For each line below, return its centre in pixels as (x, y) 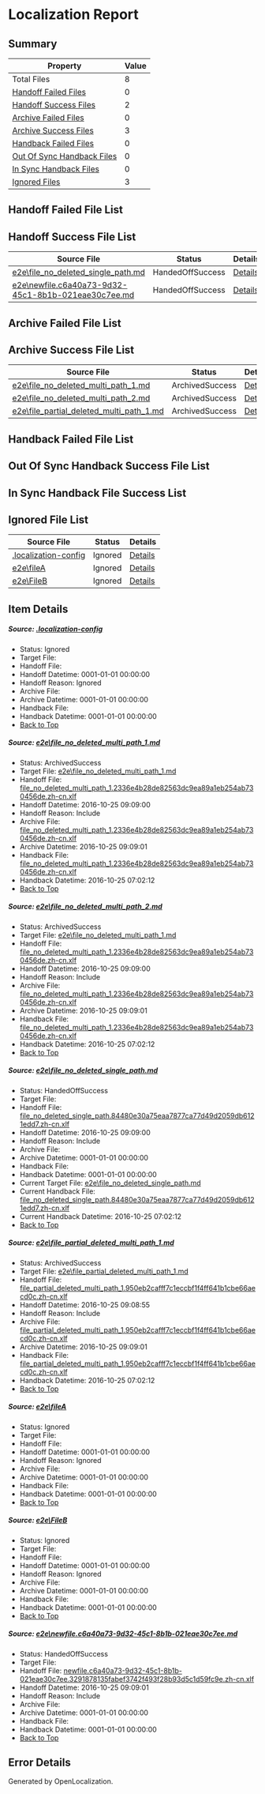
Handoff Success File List (72, 237)
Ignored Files (36, 182)
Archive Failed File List (65, 323)
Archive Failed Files (48, 118)
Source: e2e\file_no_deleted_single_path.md (83, 1070)
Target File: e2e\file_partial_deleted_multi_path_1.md (104, 1271)
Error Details (39, 1762)
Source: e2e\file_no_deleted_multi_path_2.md (86, 907)
